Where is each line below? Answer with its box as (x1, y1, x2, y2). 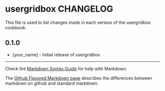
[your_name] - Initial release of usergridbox (12, 52, 100, 57)
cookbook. (5, 24, 27, 30)
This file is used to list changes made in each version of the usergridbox (5, 19, 151, 25)
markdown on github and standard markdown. (5, 80, 99, 86)
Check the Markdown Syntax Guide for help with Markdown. (5, 66, 128, 72)
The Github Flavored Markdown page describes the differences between (5, 75, 152, 81)
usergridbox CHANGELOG (5, 3, 113, 15)
